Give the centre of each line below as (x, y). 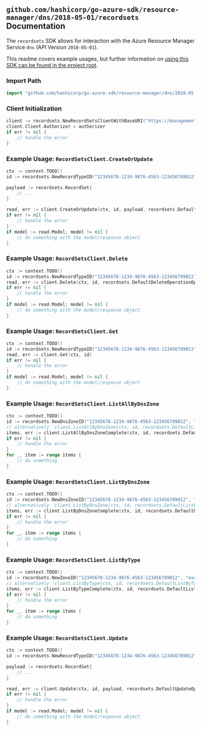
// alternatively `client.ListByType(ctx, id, (65, 583)
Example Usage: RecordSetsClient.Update (67, 638)
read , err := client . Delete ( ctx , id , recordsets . (69, 282)
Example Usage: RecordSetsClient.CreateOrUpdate (80, 159)
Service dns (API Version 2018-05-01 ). (52, 47)
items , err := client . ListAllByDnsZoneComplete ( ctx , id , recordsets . (95, 432)
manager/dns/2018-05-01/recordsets (73, 18)
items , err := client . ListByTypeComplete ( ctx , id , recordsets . (87, 589)
